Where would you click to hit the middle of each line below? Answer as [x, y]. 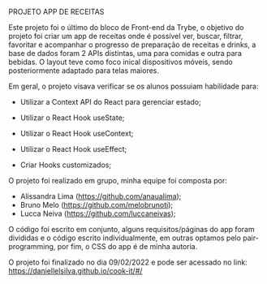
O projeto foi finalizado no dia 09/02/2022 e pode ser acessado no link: [128, 262]
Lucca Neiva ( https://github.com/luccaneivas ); [98, 213]
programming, [32, 246]
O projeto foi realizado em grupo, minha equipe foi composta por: [118, 181]
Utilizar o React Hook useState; [72, 118]
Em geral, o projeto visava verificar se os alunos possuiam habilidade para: [133, 86]
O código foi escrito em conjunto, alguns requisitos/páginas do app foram [131, 229]
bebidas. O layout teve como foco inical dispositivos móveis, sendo [121, 62]
